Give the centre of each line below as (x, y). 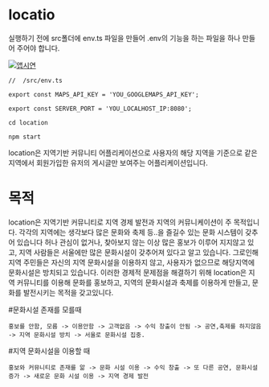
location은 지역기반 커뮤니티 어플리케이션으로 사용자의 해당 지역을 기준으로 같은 (133, 152)
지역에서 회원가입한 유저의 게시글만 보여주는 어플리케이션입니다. (108, 163)
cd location (28, 122)
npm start (25, 137)
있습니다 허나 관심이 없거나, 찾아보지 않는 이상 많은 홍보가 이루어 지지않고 (131, 242)
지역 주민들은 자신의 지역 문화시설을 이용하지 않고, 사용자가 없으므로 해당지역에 (132, 262)
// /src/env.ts (35, 80)
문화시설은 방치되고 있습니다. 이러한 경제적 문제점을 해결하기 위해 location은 (128, 272)
